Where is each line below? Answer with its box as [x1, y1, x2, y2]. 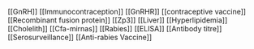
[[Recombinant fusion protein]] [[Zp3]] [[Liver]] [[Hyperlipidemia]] [7, 15, 228, 25]
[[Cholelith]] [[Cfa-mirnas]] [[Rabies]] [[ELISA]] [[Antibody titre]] [7, 24, 222, 33]
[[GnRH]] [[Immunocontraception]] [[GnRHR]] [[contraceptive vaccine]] [7, 7, 247, 16]
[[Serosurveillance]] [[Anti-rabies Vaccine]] [7, 32, 152, 42]
